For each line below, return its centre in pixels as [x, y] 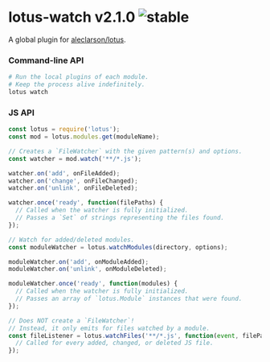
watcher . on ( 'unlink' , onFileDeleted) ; [73, 188]
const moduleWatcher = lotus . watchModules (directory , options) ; [118, 247]
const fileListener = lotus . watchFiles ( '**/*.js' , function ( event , [124, 335]
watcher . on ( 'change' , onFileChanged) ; [73, 181]
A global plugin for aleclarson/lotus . [67, 39]
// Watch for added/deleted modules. [72, 240]
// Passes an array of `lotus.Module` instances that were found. [129, 299]
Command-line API [46, 60]
